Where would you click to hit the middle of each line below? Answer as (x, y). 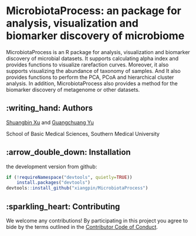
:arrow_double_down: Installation (68, 152)
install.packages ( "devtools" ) (54, 183)
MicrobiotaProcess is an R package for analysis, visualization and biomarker (98, 52)
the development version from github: (52, 167)
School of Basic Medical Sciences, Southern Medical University (83, 134)
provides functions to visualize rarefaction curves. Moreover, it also (87, 64)
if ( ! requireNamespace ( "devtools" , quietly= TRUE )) (69, 177)
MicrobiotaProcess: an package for (94, 11)
